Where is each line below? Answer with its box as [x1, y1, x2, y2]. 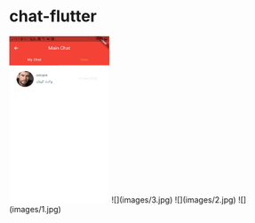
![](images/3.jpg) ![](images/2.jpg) [110, 194, 237, 205]
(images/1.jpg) [9, 203, 62, 214]
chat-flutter [9, 6, 98, 27]
